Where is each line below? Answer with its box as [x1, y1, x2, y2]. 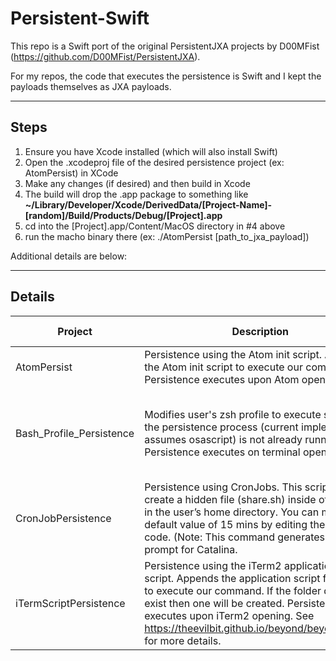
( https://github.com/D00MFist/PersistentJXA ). [10, 50, 201, 62]
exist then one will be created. [144, 596, 285, 610]
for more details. [144, 633, 222, 647]
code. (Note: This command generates [144, 530, 326, 544]
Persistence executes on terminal [144, 445, 301, 459]
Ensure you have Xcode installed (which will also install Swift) [24, 145, 278, 157]
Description [231, 324, 289, 338]
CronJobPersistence [15, 511, 112, 525]
